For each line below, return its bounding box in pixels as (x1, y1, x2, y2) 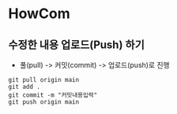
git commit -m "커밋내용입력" (8, 91, 98, 99)
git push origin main (8, 98, 80, 106)
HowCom (8, 5, 70, 23)
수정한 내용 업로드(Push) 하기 (8, 38, 145, 51)
